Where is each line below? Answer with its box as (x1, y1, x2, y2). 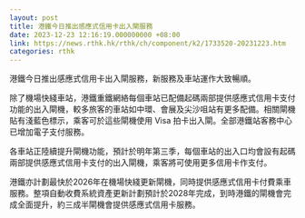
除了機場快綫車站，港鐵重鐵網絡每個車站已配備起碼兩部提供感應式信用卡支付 (9, 93, 296, 104)
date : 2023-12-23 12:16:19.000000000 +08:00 (9, 30, 181, 39)
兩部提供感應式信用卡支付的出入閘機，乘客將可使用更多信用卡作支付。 (9, 157, 272, 168)
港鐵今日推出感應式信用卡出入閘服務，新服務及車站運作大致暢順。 (9, 74, 256, 84)
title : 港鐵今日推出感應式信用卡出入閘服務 (9, 22, 153, 31)
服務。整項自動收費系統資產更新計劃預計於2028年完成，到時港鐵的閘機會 (9, 188, 284, 199)
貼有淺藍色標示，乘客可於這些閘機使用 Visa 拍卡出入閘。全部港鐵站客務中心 (9, 115, 293, 126)
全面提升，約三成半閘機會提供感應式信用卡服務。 (16, 199, 201, 210)
